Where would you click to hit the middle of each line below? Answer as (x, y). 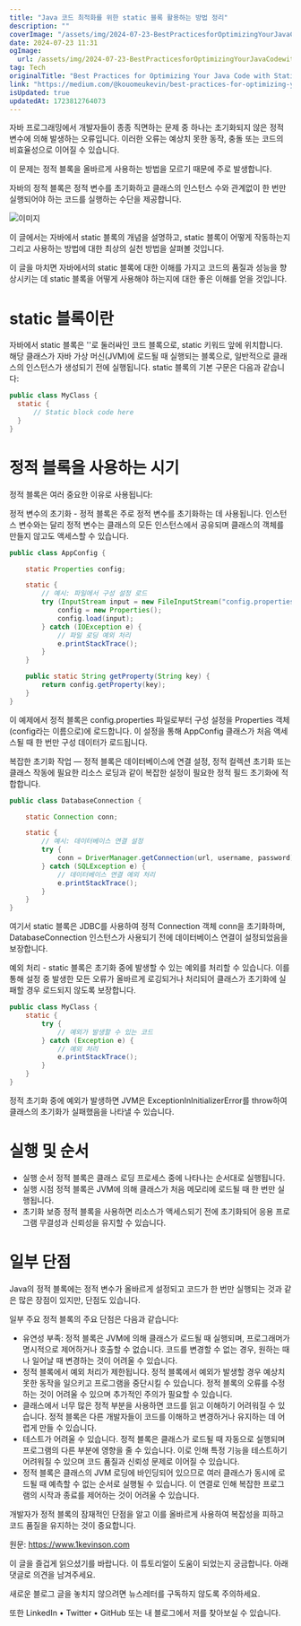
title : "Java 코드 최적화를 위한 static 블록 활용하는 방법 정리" (119, 17)
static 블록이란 (62, 318)
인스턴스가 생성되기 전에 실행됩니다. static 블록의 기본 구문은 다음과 (143, 368)
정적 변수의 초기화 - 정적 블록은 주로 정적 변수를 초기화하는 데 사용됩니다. (137, 513)
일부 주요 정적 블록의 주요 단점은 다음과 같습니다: (94, 1318)
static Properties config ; (76, 569)
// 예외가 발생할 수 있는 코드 (105, 1032)
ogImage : (26, 51)
